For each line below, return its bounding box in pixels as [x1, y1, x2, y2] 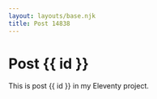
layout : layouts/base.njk [8, 11, 95, 20]
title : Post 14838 [8, 19, 70, 28]
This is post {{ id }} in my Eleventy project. [8, 81, 150, 91]
